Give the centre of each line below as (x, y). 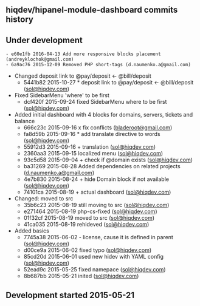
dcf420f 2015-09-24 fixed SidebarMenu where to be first (95, 102)
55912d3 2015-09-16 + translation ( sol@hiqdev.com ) (90, 147)
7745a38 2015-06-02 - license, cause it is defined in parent (98, 237)
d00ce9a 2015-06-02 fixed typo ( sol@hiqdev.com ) (88, 250)
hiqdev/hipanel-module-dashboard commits (92, 10)
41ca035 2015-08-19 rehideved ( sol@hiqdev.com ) (86, 225)
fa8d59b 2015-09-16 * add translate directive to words (92, 134)
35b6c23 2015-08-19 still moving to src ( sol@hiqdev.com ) (96, 205)
